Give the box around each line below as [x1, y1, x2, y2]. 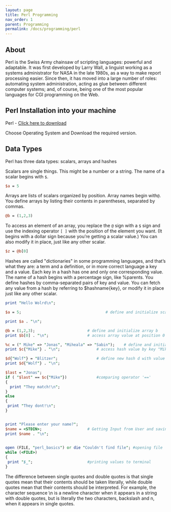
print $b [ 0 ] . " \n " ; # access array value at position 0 [5, 333, 165, 338]
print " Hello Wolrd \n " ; [5, 300, 56, 306]
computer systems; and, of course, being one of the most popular [5, 86, 144, 92]
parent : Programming [5, 21, 49, 27]
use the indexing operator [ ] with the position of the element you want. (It [5, 228, 162, 234]
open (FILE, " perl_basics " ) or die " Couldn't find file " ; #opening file [5, 445, 163, 450]
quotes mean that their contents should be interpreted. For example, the [5, 484, 156, 491]
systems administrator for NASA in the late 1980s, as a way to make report [5, 69, 161, 76]
